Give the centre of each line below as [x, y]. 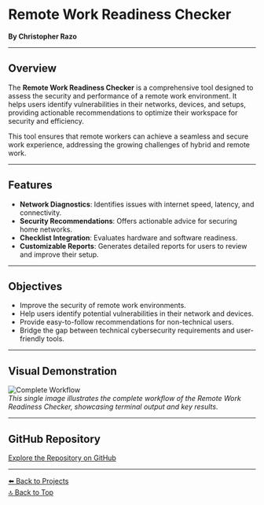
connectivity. [40, 212]
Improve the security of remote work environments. [103, 306]
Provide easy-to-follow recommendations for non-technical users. [126, 322]
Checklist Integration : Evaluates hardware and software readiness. [128, 237]
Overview [33, 69]
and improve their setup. [59, 254]
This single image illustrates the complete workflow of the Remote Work [125, 399]
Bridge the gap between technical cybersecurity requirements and [127, 330]
